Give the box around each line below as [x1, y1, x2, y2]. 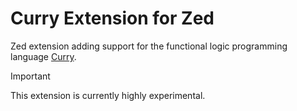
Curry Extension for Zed [10, 7, 215, 30]
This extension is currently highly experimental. [10, 89, 206, 101]
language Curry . [10, 50, 77, 62]
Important [10, 70, 51, 82]
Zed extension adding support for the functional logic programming [10, 40, 288, 52]
